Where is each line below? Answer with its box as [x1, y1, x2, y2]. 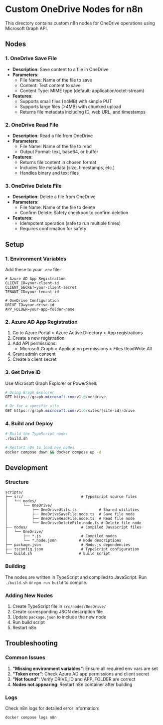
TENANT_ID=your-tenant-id [5, 289, 59, 294]
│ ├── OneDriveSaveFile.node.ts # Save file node [5, 512, 135, 517]
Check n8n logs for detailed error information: [5, 705, 100, 711]
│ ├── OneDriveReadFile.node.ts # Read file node [5, 516, 135, 521]
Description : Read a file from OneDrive [12, 133, 93, 139]
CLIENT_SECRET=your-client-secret [5, 285, 77, 290]
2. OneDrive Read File [5, 121, 59, 128]
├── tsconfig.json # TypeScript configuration [5, 547, 140, 552]
